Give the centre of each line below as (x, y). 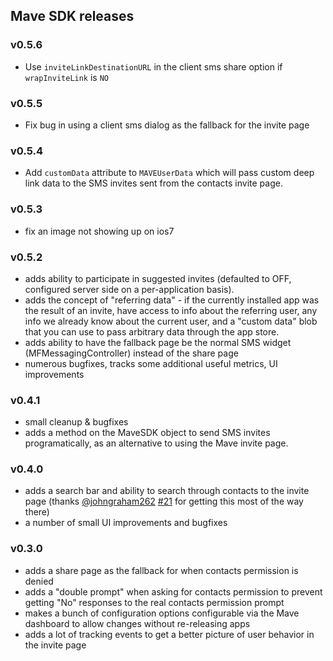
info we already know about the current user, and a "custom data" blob (171, 321)
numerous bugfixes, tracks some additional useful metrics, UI (151, 363)
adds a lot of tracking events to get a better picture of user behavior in (169, 634)
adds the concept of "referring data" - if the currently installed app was (172, 300)
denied (39, 581)
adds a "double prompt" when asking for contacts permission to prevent (173, 591)
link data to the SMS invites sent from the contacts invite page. (153, 183)
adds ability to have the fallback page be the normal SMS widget (158, 342)
